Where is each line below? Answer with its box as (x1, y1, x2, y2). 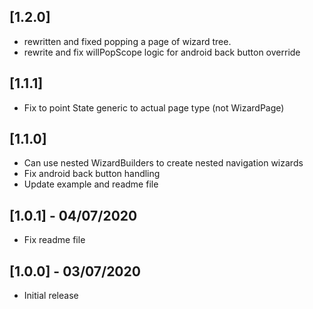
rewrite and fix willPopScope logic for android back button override (23, 46, 301, 58)
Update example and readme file (23, 178, 159, 190)
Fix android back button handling (23, 168, 161, 180)
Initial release (23, 290, 79, 302)
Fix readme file (23, 234, 86, 246)
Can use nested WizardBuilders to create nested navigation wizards (23, 157, 304, 169)
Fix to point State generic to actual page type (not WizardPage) (23, 101, 285, 114)
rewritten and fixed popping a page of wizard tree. (23, 35, 232, 47)
